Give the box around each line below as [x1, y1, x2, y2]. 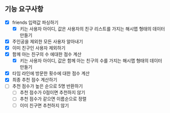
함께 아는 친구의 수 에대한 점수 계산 [12, 51, 82, 58]
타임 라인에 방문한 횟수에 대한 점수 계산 [12, 70, 90, 76]
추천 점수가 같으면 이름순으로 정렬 [19, 96, 87, 102]
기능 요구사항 [5, 5, 44, 14]
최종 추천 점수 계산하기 [12, 77, 58, 83]
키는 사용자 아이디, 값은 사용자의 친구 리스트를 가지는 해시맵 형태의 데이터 [19, 25, 165, 32]
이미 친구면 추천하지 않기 [19, 102, 69, 108]
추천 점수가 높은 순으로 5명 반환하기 [12, 83, 83, 89]
